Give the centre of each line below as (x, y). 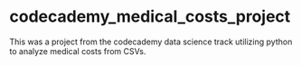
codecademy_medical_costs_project (150, 17)
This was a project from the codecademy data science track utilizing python (151, 42)
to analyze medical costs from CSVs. (78, 51)
